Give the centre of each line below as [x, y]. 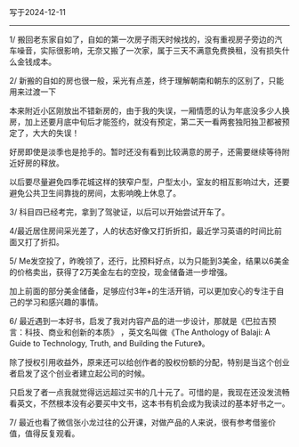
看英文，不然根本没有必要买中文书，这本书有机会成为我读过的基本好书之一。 [149, 403]
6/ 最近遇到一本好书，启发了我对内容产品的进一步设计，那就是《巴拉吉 [139, 321]
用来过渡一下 [32, 92]
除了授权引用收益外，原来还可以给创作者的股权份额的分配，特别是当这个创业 [149, 362]
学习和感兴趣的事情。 [64, 302]
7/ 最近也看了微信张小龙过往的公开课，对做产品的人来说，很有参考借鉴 [139, 422]
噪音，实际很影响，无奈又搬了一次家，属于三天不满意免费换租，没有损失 [149, 50]
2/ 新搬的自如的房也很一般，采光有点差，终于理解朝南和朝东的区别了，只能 [147, 81]
